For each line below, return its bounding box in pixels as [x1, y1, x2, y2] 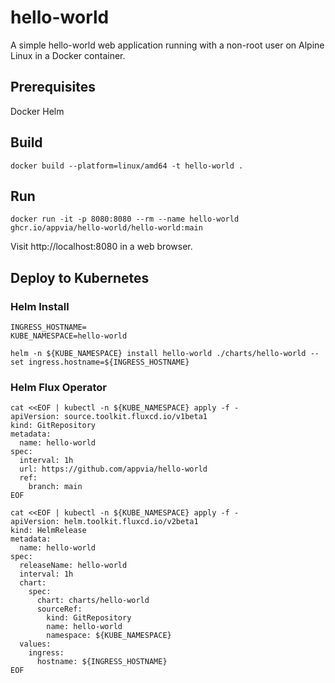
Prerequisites [10, 79, 96, 96]
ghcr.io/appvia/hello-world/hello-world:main [10, 223, 203, 233]
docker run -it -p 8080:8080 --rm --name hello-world [10, 214, 240, 225]
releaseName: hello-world [19, 561, 128, 571]
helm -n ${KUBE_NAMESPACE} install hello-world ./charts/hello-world [10, 349, 307, 359]
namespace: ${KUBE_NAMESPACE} [46, 631, 172, 641]
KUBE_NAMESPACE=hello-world [10, 331, 128, 341]
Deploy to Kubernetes [10, 269, 150, 286]
